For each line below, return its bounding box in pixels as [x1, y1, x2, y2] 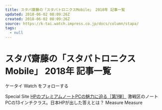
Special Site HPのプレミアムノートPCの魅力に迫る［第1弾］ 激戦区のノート [5, 93, 159, 99]
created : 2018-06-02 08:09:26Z [5, 16, 70, 21]
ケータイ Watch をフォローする [5, 83, 69, 89]
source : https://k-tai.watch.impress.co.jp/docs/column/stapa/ [5, 21, 139, 26]
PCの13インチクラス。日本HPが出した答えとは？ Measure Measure [5, 100, 143, 106]
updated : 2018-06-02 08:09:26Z [5, 12, 70, 17]
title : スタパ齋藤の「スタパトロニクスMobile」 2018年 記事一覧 [5, 7, 125, 12]
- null [9, 30, 23, 35]
